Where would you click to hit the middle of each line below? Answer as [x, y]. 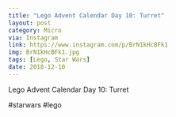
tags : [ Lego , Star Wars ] [49, 60]
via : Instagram [33, 38]
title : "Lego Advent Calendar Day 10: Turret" [86, 15]
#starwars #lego [35, 104]
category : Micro [35, 30]
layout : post [30, 23]
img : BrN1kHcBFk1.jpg [44, 52]
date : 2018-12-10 [37, 67]
